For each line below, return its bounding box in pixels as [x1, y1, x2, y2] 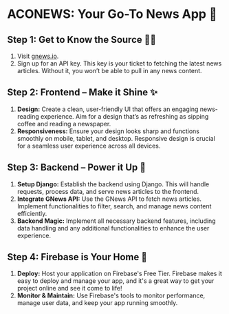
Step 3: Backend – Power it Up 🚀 [7, 161, 146, 173]
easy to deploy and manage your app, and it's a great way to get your [17, 277, 215, 285]
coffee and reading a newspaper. [17, 119, 111, 128]
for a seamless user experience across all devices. [17, 141, 161, 150]
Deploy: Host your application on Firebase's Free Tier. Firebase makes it [17, 269, 222, 278]
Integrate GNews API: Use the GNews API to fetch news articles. [17, 195, 201, 203]
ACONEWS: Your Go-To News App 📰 [7, 6, 218, 22]
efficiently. [17, 209, 47, 217]
